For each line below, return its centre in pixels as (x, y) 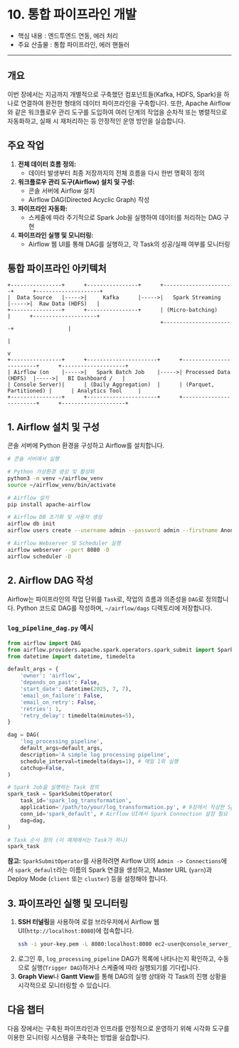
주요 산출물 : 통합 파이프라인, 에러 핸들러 (74, 44)
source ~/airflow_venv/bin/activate (62, 485)
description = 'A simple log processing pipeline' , (95, 754)
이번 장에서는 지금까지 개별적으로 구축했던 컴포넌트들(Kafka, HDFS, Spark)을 (115, 94)
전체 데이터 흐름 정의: (47, 164)
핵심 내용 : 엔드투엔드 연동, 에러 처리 (68, 36)
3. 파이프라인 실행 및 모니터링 (68, 903)
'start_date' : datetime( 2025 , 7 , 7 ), (76, 689)
